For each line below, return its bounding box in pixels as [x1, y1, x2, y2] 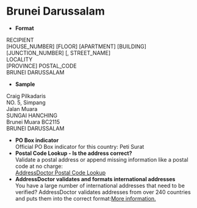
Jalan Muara [6, 105, 38, 112]
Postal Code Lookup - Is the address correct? [15, 149, 132, 157]
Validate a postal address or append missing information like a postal [15, 156, 188, 163]
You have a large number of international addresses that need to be [15, 182, 185, 189]
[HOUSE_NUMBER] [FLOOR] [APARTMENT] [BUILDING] [6, 43, 146, 50]
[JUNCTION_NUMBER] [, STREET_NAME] [6, 49, 111, 56]
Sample [15, 81, 35, 88]
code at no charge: [15, 162, 63, 170]
